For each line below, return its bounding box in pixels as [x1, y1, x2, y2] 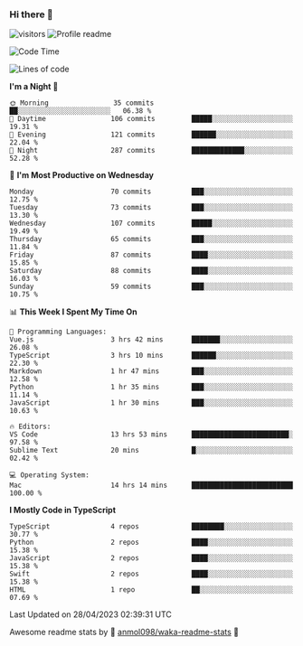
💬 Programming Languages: [9, 327, 107, 337]
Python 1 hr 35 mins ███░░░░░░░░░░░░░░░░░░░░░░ [9, 383, 294, 392]
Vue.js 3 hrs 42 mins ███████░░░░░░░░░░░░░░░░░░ [9, 335, 294, 344]
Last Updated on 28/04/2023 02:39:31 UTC [9, 609, 172, 620]
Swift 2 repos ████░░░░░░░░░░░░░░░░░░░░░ [9, 569, 294, 579]
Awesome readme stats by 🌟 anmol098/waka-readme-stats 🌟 [9, 627, 240, 638]
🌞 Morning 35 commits [9, 98, 155, 108]
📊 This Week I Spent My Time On [9, 306, 137, 317]
